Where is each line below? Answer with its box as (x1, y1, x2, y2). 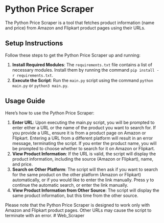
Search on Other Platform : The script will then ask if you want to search (12, 166, 158, 172)
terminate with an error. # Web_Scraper (5, 212, 85, 218)
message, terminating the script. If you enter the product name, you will (12, 140, 157, 146)
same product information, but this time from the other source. (12, 193, 139, 198)
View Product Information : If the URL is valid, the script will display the (12, 151, 156, 157)
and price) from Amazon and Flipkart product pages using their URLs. (5, 25, 145, 30)
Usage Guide (5, 97, 46, 105)
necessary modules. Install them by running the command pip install (12, 67, 155, 73)
